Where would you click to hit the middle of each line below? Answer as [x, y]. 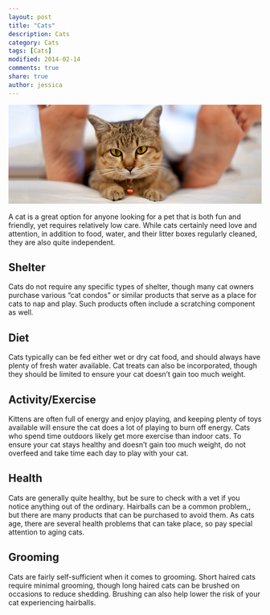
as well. [21, 312]
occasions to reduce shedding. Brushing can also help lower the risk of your [135, 594]
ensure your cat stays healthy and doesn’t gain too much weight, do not [127, 444]
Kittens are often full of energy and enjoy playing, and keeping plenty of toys [135, 419]
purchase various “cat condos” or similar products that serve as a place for [133, 295]
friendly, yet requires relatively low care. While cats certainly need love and [133, 225]
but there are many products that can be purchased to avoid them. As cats [131, 514]
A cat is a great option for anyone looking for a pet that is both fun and [125, 217]
